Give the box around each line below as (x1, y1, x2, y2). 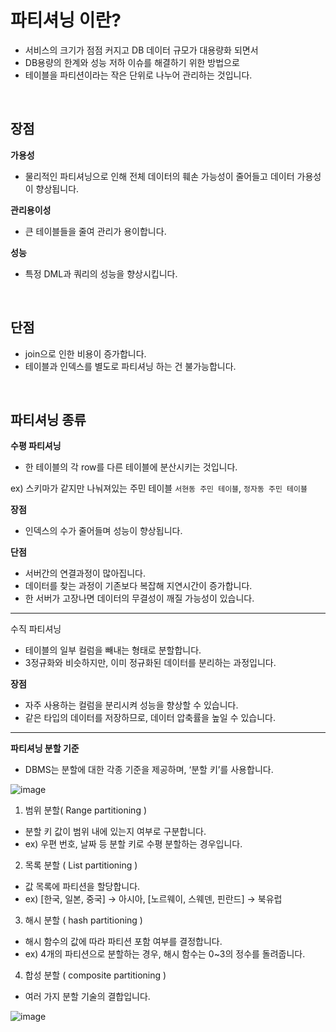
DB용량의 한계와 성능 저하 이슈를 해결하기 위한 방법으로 (24, 56, 240, 68)
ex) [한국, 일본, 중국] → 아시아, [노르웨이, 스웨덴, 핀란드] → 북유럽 (24, 893, 283, 905)
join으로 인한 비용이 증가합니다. (24, 347, 147, 360)
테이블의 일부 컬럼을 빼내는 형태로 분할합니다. (24, 644, 202, 656)
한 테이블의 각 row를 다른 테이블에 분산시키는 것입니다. (24, 461, 238, 473)
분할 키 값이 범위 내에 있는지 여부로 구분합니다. (24, 826, 207, 838)
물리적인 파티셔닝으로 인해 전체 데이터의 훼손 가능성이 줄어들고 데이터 (24, 170, 295, 182)
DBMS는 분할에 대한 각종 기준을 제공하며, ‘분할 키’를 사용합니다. (24, 764, 274, 776)
